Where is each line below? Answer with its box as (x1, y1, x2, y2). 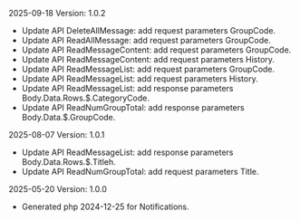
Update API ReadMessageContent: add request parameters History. (21, 54, 276, 64)
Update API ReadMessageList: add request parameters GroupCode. (21, 63, 276, 74)
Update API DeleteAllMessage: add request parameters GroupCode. (21, 25, 276, 35)
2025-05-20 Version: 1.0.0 (8, 184, 108, 194)
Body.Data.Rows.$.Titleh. (21, 157, 117, 167)
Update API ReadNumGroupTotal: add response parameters (21, 102, 246, 112)
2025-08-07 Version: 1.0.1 (8, 130, 105, 139)
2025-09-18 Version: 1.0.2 (8, 8, 106, 18)
